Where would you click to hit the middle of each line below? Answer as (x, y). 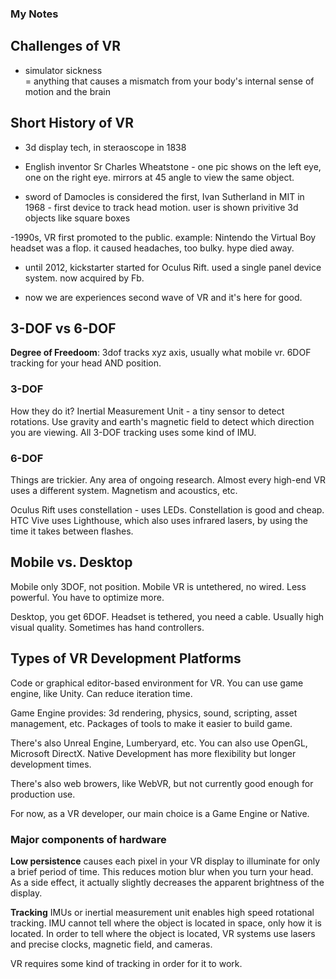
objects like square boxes (77, 218)
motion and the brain (67, 91)
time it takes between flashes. (72, 531)
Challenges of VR (65, 46)
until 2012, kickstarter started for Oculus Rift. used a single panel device (173, 267)
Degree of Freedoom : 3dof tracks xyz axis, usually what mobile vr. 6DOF (161, 353)
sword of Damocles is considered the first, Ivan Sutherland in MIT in (164, 196)
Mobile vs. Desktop (71, 562)
